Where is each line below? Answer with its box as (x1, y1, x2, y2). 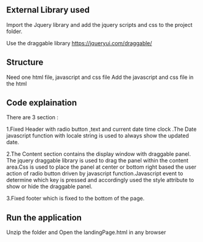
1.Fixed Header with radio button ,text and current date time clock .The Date (6, 125, 197, 133)
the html (6, 79, 27, 87)
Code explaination (6, 98, 77, 108)
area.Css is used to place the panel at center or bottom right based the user (6, 163, 197, 170)
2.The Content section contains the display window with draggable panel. (6, 150, 191, 158)
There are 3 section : (6, 114, 59, 121)
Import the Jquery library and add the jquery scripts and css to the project (6, 21, 193, 28)
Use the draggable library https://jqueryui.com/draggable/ (6, 39, 152, 46)
